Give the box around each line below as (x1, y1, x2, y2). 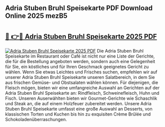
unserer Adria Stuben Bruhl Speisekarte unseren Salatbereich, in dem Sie (5, 74, 155, 80)
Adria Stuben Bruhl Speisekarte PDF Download (5, 4, 153, 12)
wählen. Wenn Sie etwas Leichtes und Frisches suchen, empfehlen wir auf (5, 69, 158, 75)
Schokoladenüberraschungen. (5, 117, 67, 122)
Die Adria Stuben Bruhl (96, 48, 144, 54)
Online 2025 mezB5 (5, 12, 68, 20)
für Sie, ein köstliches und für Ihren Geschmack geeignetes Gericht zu (5, 64, 149, 69)
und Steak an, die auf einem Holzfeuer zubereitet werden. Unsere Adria (5, 101, 152, 106)
